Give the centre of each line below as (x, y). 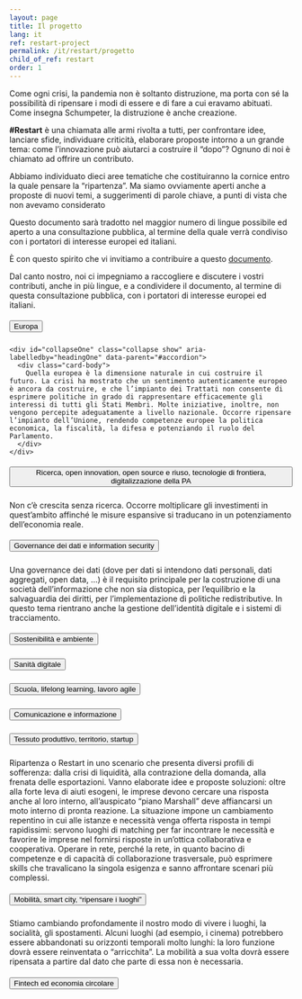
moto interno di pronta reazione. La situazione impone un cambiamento (142, 811)
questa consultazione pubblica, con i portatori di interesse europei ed (138, 295)
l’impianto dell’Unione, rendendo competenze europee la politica (136, 420)
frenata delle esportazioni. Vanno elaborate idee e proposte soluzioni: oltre (147, 782)
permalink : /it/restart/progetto (72, 51)
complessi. (29, 877)
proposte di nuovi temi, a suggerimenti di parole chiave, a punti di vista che (148, 195)
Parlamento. (31, 436)
